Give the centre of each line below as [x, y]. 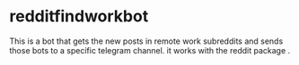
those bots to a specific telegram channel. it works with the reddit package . [150, 50]
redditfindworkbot [79, 16]
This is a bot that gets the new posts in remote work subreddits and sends [146, 41]
